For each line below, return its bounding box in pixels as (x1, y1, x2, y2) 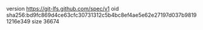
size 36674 (32, 18, 59, 25)
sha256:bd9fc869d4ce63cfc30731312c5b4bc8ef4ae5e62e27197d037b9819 (6, 11, 197, 19)
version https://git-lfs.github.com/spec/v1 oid (6, 5, 119, 12)
